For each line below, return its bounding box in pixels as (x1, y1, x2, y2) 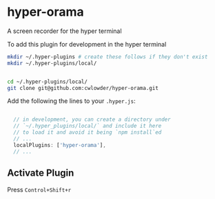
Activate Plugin (7, 167, 74, 179)
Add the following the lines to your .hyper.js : (7, 97, 136, 105)
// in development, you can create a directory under (13, 116, 171, 124)
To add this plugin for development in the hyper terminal (7, 40, 167, 48)
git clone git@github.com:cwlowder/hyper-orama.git (7, 84, 158, 91)
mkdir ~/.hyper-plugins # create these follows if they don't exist (7, 53, 208, 60)
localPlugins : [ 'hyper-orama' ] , (13, 141, 107, 148)
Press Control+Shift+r (7, 185, 72, 194)
